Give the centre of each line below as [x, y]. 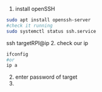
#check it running [29, 26]
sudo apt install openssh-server [49, 20]
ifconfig [17, 54]
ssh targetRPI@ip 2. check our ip [47, 43]
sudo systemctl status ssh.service [51, 31]
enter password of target [46, 77]
